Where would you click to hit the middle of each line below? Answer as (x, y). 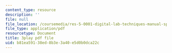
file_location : (21, 24)
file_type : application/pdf (35, 29)
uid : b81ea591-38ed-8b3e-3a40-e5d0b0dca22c (52, 43)
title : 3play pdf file (29, 38)
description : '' (23, 15)
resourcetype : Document (31, 33)
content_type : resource (31, 10)
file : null (17, 19)
